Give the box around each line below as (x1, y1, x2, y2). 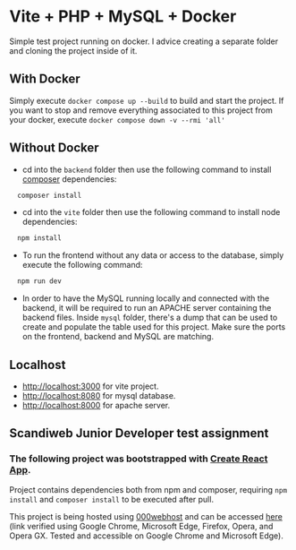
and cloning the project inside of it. (9, 45, 138, 56)
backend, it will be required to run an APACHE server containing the (21, 303, 272, 314)
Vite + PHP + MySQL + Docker (9, 6, 237, 27)
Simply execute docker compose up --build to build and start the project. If (9, 95, 284, 106)
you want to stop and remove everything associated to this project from (9, 105, 273, 116)
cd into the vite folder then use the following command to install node (21, 207, 281, 218)
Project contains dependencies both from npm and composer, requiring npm (9, 484, 288, 494)
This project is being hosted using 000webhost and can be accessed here (9, 511, 283, 521)
